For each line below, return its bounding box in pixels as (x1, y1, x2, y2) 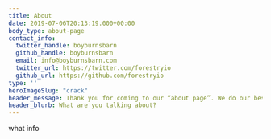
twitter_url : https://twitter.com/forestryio (15, 64, 172, 72)
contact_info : (8, 34, 56, 43)
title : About (8, 11, 52, 20)
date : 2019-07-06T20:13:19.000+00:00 (8, 19, 135, 27)
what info (8, 124, 40, 133)
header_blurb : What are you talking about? (8, 101, 157, 109)
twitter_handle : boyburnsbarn (15, 42, 117, 50)
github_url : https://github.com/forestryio (15, 72, 164, 80)
